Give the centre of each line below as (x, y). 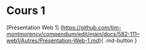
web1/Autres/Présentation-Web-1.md (53, 40)
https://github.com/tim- (92, 27)
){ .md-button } (118, 40)
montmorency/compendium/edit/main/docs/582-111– (73, 34)
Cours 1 (26, 11)
